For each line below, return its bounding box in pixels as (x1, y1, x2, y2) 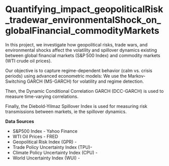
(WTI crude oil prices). (5, 58, 52, 64)
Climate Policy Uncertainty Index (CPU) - (12, 149, 98, 155)
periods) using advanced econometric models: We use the (5, 73, 127, 79)
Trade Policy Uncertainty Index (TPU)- (12, 144, 92, 150)
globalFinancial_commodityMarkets (5, 25, 160, 36)
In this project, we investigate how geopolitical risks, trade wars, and (5, 41, 148, 47)
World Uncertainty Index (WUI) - (12, 155, 80, 161)
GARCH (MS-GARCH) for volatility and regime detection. (27, 78, 144, 84)
